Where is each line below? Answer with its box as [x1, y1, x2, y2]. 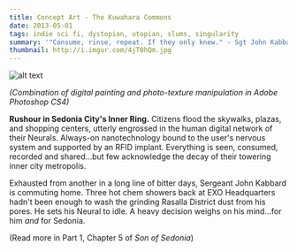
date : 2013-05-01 [9, 21, 73, 30]
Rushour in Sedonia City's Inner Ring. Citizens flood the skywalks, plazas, [9, 114, 282, 125]
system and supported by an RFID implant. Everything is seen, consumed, [9, 142, 278, 153]
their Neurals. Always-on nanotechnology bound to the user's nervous [9, 133, 266, 143]
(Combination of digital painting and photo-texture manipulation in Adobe [9, 88, 278, 98]
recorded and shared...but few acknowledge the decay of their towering [9, 151, 271, 162]
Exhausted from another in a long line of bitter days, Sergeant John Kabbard [9, 178, 287, 188]
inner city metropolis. [9, 161, 87, 172]
